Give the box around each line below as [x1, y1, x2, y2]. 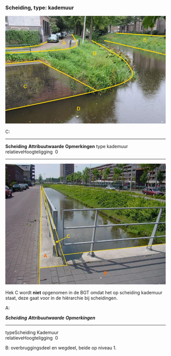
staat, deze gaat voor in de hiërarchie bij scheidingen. [5, 295, 118, 301]
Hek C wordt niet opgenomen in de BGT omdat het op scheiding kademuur [5, 289, 163, 295]
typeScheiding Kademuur [5, 329, 59, 336]
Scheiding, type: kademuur [5, 4, 74, 11]
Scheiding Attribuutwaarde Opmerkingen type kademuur [5, 143, 128, 149]
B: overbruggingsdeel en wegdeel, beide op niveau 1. [5, 344, 117, 351]
